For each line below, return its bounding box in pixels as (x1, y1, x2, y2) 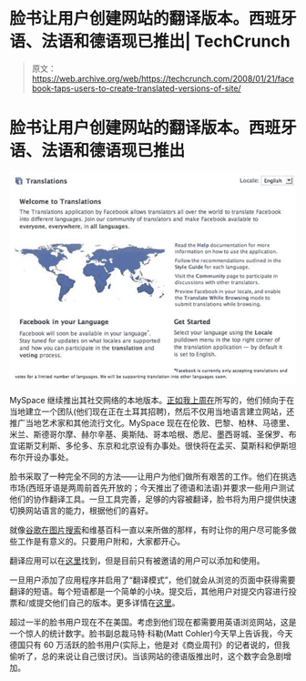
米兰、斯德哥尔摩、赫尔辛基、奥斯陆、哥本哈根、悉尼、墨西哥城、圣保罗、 (9, 429, 289, 440)
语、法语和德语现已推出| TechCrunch (9, 31, 291, 52)
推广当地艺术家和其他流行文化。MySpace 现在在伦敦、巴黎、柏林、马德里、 (9, 418, 295, 429)
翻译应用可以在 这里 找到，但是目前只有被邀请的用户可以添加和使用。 (9, 555, 265, 566)
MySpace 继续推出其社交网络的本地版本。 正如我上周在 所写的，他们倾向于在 (9, 395, 295, 406)
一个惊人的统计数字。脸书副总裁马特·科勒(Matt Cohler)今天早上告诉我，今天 (9, 628, 293, 639)
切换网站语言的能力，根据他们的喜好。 (9, 505, 153, 516)
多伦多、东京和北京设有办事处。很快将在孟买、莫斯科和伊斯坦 (65, 441, 297, 452)
